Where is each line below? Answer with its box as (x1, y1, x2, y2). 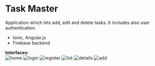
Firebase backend (12, 39, 50, 45)
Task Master (5, 3, 58, 14)
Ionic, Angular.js (12, 34, 46, 40)
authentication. (5, 24, 37, 30)
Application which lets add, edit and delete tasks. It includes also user (5, 19, 150, 25)
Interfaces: (5, 49, 29, 55)
